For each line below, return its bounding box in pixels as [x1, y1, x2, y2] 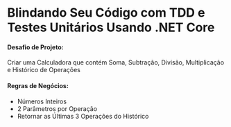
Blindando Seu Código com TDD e [7, 5, 205, 21]
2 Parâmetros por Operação [17, 104, 98, 112]
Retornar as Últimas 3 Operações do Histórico [17, 112, 149, 120]
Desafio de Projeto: [7, 43, 64, 51]
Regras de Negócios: [7, 81, 69, 90]
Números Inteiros [17, 97, 67, 105]
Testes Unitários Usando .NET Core [7, 19, 215, 35]
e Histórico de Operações [7, 66, 81, 74]
